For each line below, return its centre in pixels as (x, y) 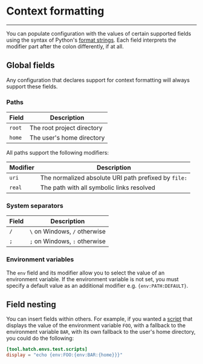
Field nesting (31, 304)
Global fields (31, 66)
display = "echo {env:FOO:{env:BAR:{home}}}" (64, 355)
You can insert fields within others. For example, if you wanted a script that (99, 319)
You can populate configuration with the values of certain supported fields (99, 33)
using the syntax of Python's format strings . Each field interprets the (91, 40)
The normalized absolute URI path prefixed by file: (114, 178)
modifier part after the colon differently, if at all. (65, 46)
